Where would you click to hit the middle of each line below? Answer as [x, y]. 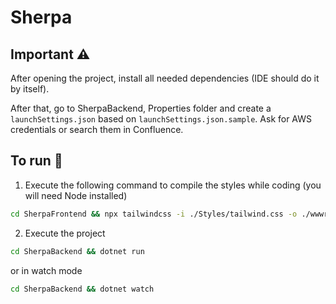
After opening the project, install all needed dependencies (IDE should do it [165, 78]
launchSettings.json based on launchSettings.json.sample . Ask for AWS [161, 119]
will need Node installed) [76, 195]
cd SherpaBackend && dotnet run [77, 251]
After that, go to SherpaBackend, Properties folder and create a [141, 108]
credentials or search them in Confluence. [97, 129]
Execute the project [65, 233]
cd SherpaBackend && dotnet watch [82, 289]
